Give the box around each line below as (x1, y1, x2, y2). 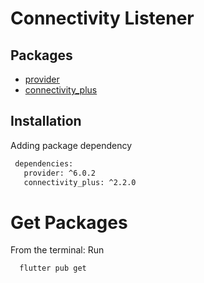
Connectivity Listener (10, 7, 195, 30)
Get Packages (10, 211, 128, 234)
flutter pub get (19, 263, 87, 274)
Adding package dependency (10, 139, 133, 151)
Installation (10, 113, 82, 130)
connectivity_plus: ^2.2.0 (23, 177, 137, 187)
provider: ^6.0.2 (23, 168, 97, 178)
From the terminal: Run (10, 244, 105, 256)
